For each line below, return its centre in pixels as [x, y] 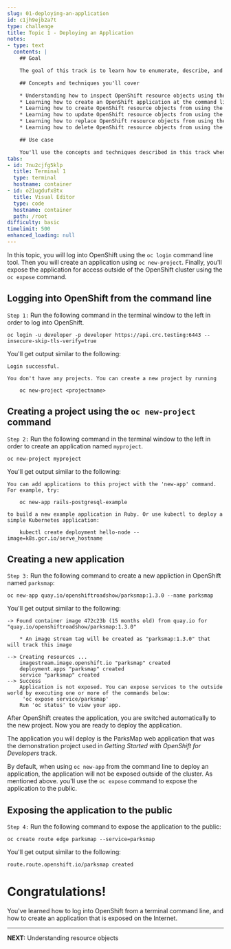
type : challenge [30, 26]
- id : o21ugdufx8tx [35, 190]
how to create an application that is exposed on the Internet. [92, 918]
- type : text [26, 45]
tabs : [15, 159]
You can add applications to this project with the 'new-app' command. [112, 484]
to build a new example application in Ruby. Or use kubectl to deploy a [115, 514]
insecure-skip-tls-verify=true [52, 341]
